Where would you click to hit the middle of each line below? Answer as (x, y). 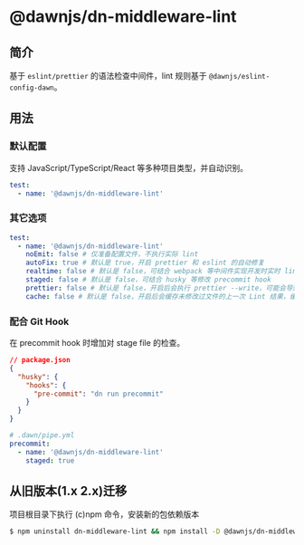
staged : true (50, 460)
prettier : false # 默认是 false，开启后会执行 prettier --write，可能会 (156, 288)
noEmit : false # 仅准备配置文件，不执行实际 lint (112, 254)
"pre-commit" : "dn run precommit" (99, 394)
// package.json (40, 360)
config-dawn (32, 88)
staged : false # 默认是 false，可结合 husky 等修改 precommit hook (148, 280)
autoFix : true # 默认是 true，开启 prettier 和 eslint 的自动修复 (145, 263)
